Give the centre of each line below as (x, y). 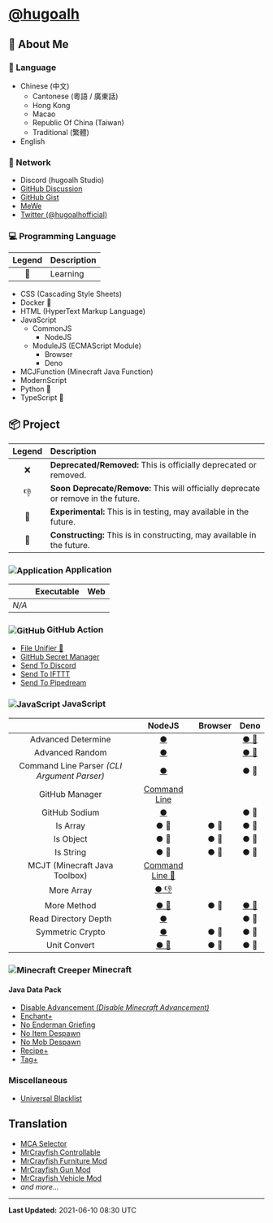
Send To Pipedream (53, 682)
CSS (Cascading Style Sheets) (71, 294)
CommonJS (52, 329)
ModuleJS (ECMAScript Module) (87, 346)
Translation (38, 1124)
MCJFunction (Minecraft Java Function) (87, 372)
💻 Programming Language (62, 237)
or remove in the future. (95, 498)
